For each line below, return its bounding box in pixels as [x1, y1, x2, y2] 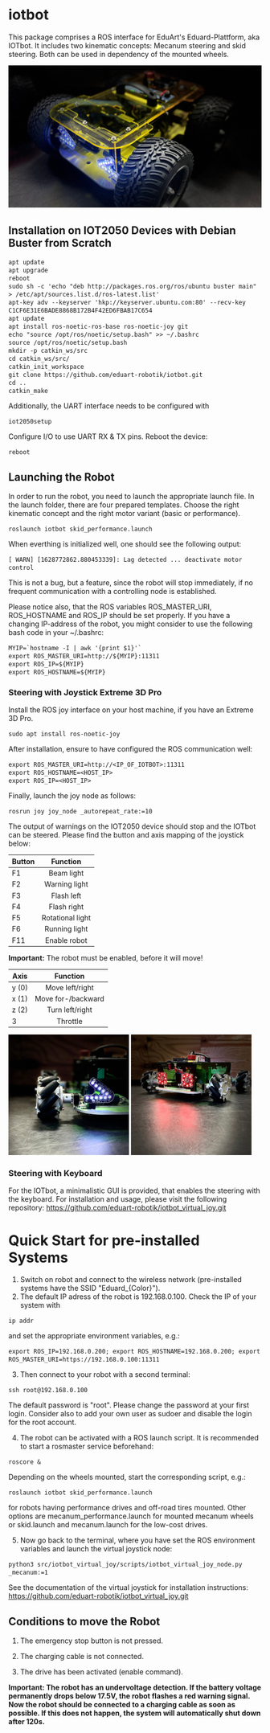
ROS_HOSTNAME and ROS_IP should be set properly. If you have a [8, 611, 231, 621]
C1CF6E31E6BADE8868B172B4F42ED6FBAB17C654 [8, 307, 153, 315]
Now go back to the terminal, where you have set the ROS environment [19, 1535, 256, 1545]
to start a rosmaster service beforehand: [19, 1441, 154, 1452]
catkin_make [8, 387, 48, 395]
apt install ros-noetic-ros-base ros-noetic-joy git [8, 323, 189, 331]
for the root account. [8, 1417, 77, 1428]
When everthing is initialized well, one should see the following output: [8, 539, 242, 549]
